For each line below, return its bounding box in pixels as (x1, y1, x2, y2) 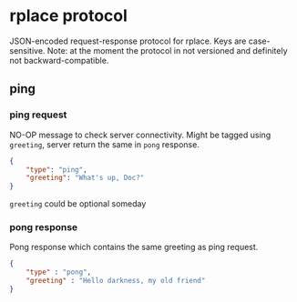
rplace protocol (9, 5, 128, 26)
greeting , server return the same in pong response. (9, 138, 200, 150)
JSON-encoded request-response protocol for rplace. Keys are (9, 35, 247, 46)
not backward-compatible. (9, 55, 109, 65)
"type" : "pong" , (26, 267, 92, 277)
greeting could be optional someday (9, 198, 147, 209)
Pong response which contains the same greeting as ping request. (9, 242, 259, 253)
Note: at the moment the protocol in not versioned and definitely (46, 45, 289, 55)
